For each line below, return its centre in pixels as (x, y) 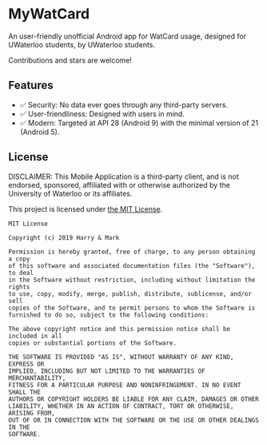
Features (31, 85)
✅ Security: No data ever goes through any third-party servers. (124, 104)
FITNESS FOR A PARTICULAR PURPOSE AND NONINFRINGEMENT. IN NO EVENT (125, 385)
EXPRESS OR (26, 364)
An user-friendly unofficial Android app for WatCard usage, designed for (127, 36)
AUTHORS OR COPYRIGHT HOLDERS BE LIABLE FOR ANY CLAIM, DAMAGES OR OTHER (134, 399)
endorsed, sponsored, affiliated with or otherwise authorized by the (119, 184)
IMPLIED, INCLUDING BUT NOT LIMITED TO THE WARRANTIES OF (107, 371)
